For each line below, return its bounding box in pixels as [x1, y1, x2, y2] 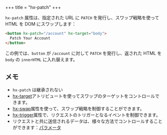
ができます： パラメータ [12, 124, 61, 130]
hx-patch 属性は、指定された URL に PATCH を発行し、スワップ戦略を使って [5, 15, 159, 21]
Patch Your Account [10, 35, 51, 41]
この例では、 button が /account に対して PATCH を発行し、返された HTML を [5, 50, 162, 56]
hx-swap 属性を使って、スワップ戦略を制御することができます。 [12, 106, 145, 112]
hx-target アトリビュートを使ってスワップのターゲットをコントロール [12, 93, 155, 99]
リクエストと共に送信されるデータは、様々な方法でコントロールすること [12, 118, 162, 124]
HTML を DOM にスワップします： [5, 21, 76, 27]
